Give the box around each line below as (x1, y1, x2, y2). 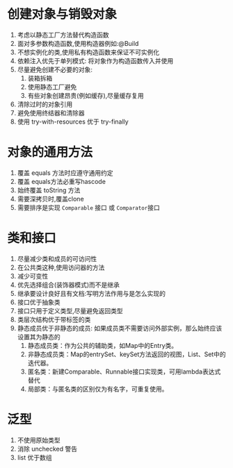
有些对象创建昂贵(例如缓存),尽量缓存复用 (27, 91, 144, 99)
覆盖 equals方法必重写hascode (17, 177, 106, 185)
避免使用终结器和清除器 (17, 108, 85, 117)
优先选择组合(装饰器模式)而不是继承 (17, 281, 120, 289)
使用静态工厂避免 (27, 83, 77, 91)
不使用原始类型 (17, 435, 61, 444)
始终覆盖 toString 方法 (17, 185, 81, 194)
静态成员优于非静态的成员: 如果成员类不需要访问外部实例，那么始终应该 (17, 324, 223, 332)
